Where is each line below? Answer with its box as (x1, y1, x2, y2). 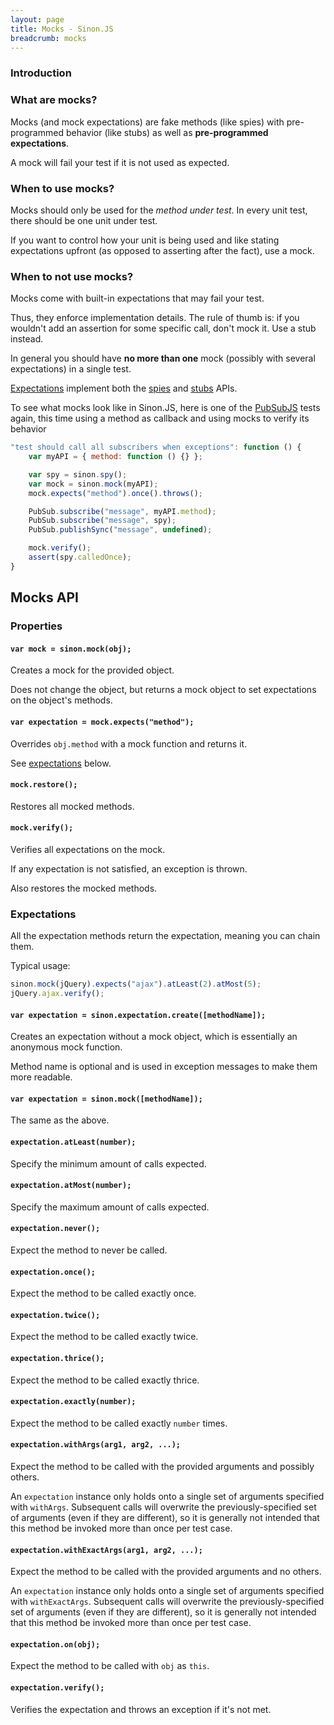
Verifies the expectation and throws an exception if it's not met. (10, 1703, 272, 1715)
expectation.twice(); (10, 1310, 101, 1320)
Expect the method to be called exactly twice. (10, 1331, 199, 1343)
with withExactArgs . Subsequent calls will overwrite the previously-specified (10, 1596, 325, 1608)
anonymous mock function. (10, 1041, 123, 1053)
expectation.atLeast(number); (10, 1137, 137, 1147)
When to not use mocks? (10, 269, 134, 283)
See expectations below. (10, 757, 112, 769)
